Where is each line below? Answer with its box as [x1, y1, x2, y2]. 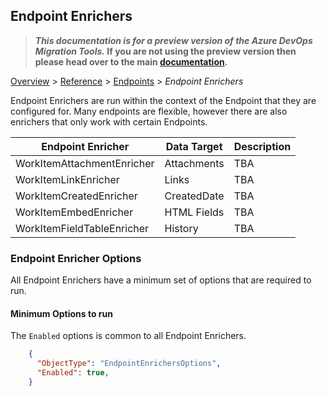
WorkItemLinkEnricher [15, 172, 120, 186]
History [164, 221, 199, 235]
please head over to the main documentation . [34, 55, 228, 68]
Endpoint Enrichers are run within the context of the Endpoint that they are [10, 94, 317, 106]
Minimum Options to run [10, 307, 113, 319]
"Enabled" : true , [36, 368, 110, 378]
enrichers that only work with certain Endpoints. [10, 115, 208, 128]
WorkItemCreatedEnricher [15, 189, 138, 203]
